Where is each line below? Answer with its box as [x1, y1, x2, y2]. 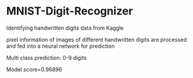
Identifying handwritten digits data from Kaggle [6, 24, 124, 31]
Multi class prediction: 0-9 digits [6, 54, 87, 61]
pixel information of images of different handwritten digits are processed [6, 36, 187, 43]
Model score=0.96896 [6, 65, 62, 73]
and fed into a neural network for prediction [6, 42, 115, 50]
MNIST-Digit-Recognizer [6, 4, 133, 18]
